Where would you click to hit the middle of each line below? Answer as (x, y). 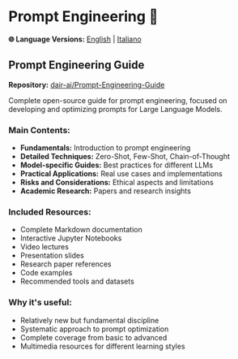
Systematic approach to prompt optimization (94, 329)
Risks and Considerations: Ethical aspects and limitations (117, 183)
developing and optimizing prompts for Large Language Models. (115, 109)
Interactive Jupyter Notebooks (71, 238)
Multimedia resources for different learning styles (102, 346)
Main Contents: (39, 130)
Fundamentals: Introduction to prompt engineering (105, 148)
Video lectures (44, 247)
